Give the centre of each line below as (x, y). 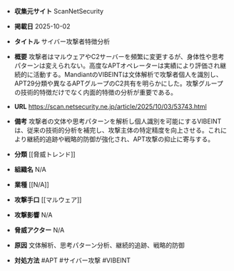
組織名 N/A (30, 169)
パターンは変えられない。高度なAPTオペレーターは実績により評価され (117, 66)
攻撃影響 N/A (33, 215)
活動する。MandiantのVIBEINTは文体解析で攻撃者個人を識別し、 (128, 75)
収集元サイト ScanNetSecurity (59, 11)
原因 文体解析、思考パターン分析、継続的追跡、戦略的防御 (100, 245)
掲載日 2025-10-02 (42, 26)
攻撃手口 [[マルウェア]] (48, 200)
